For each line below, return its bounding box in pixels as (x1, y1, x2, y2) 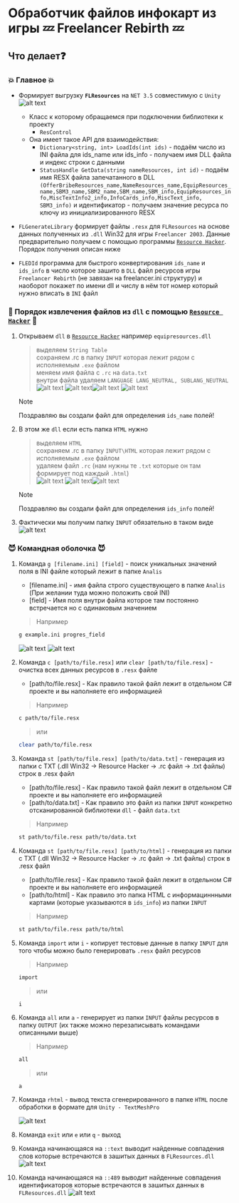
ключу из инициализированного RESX (39, 208, 155, 217)
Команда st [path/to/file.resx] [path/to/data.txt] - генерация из (18, 754, 225, 763)
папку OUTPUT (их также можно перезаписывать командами (18, 1020, 200, 1029)
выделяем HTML (36, 439, 83, 447)
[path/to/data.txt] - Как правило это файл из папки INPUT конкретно (28, 799, 233, 807)
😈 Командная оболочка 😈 (8, 543, 106, 553)
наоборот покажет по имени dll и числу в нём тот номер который (18, 281, 218, 290)
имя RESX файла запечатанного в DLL (39, 173, 155, 181)
